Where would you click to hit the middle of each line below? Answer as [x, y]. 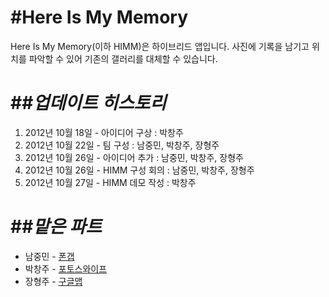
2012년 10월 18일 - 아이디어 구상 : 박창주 [104, 132]
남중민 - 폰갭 [49, 256]
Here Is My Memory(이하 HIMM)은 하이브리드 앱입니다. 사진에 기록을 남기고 [160, 46]
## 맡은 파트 [56, 227]
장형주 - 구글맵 [53, 281]
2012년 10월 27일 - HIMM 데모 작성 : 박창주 [110, 182]
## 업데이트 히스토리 [88, 103]
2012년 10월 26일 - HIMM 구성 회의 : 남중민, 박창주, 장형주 [139, 170]
